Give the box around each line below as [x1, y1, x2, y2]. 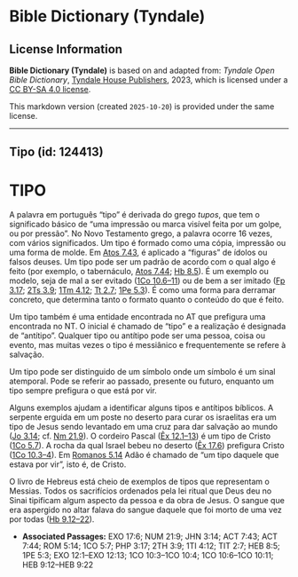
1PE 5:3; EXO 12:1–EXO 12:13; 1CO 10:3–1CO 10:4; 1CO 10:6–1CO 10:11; [21, 550, 274, 561]
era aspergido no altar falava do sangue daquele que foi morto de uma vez [9, 504, 282, 516]
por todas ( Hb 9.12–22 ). [9, 514, 95, 525]
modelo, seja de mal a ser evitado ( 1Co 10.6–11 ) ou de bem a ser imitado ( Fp [9, 275, 286, 286]
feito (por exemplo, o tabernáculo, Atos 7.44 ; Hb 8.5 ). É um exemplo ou [9, 266, 269, 277]
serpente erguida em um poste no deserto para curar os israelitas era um [9, 412, 277, 423]
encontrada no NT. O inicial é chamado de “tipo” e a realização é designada [9, 321, 286, 332]
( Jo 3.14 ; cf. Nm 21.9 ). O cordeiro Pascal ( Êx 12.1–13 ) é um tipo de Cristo [9, 431, 271, 441]
